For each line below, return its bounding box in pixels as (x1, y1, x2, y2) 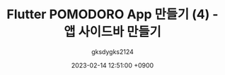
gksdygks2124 (91, 47, 134, 56)
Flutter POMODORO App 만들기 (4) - (6, 6, 219, 22)
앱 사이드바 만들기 (64, 24, 161, 40)
